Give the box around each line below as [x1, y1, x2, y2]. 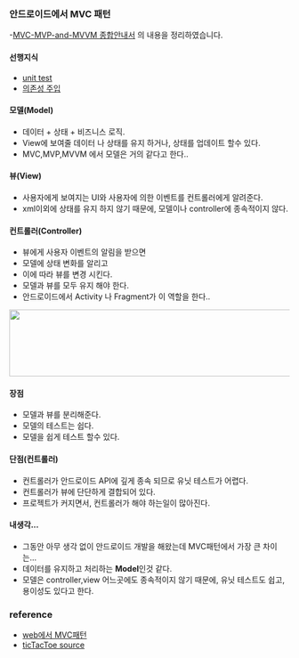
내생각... [9, 519, 39, 531]
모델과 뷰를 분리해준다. [21, 410, 101, 420]
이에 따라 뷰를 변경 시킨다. [21, 269, 113, 280]
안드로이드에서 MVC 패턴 [9, 7, 111, 20]
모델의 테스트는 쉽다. [21, 420, 94, 431]
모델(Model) [9, 105, 53, 116]
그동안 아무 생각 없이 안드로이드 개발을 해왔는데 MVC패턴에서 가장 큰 [21, 540, 261, 551]
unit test [21, 72, 53, 83]
